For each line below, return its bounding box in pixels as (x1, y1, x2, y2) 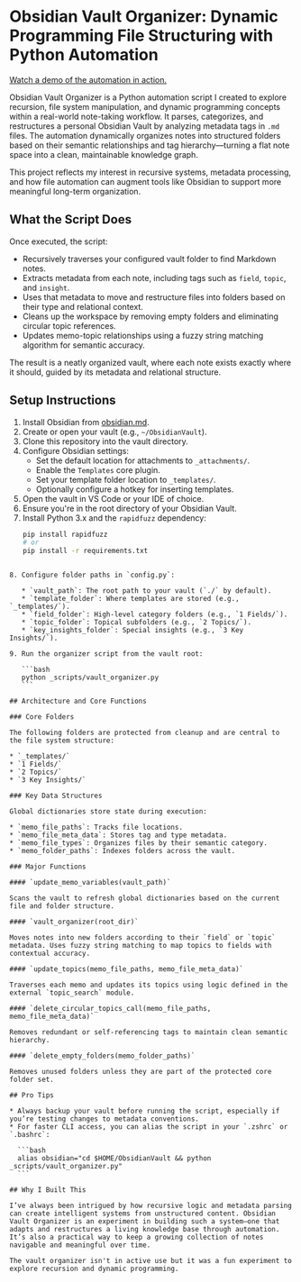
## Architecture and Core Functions (9, 696, 147, 706)
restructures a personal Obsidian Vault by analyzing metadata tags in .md (9, 120, 280, 132)
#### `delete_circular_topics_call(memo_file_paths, (9, 1005, 212, 1014)
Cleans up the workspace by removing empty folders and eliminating (22, 311, 279, 322)
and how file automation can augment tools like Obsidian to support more (9, 176, 282, 186)
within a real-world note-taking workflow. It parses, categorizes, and (9, 111, 264, 122)
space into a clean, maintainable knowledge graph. (9, 149, 198, 159)
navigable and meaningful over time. (9, 1241, 151, 1250)
